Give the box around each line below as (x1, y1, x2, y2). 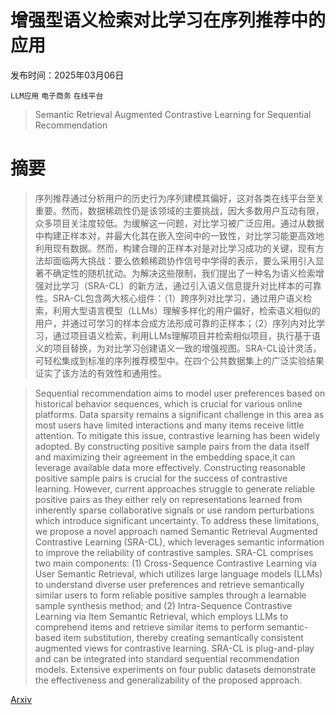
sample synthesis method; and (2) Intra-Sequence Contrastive (34, 599, 293, 611)
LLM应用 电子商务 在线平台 (10, 91, 104, 101)
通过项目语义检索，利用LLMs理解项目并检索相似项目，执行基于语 (52, 329, 321, 341)
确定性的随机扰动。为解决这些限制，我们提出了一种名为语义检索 (52, 267, 316, 279)
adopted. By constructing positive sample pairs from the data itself (34, 440, 310, 452)
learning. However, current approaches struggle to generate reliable (34, 482, 315, 495)
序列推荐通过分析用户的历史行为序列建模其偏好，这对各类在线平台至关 (34, 192, 325, 204)
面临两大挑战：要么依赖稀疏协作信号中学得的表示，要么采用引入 (52, 254, 316, 266)
